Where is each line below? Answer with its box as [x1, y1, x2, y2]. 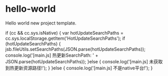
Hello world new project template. [5, 20, 77, 26]
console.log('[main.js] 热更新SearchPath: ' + [5, 52, 98, 58]
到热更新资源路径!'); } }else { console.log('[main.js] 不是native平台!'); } [5, 65, 153, 71]
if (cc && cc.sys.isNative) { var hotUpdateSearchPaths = [5, 30, 124, 36]
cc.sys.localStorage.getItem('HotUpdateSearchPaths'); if [5, 35, 125, 41]
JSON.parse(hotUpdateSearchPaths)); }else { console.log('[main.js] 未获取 [5, 58, 163, 64]
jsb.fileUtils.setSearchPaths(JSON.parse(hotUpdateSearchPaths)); [5, 46, 146, 52]
